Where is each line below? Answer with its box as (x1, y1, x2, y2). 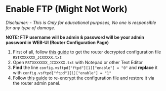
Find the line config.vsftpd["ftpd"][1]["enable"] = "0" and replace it (12, 65, 158, 70)
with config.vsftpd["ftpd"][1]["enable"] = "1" (12, 69, 112, 75)
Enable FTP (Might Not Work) (5, 3, 128, 15)
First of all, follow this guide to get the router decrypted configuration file (12, 49, 161, 55)
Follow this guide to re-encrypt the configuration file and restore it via (12, 75, 155, 81)
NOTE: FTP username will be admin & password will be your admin (5, 34, 145, 40)
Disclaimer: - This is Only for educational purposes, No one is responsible (5, 20, 156, 25)
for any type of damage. (5, 24, 56, 30)
